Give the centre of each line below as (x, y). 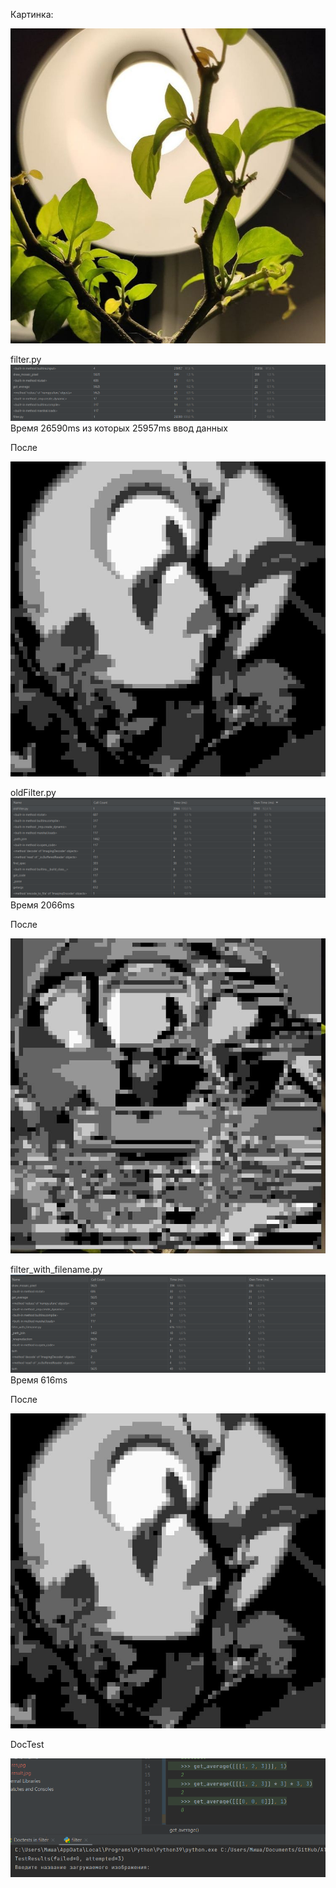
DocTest (27, 1744)
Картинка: (32, 14)
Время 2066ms (42, 905)
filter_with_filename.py (56, 1269)
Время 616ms (39, 1380)
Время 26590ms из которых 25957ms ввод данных (119, 428)
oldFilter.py (33, 793)
